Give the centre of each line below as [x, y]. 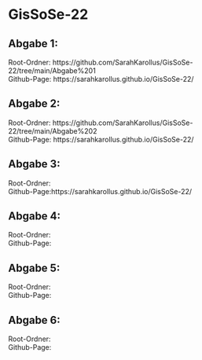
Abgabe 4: [35, 217]
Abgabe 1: [33, 44]
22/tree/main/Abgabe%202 [53, 130]
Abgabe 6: [34, 320]
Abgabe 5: [34, 268]
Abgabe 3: [34, 164]
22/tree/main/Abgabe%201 [52, 71]
